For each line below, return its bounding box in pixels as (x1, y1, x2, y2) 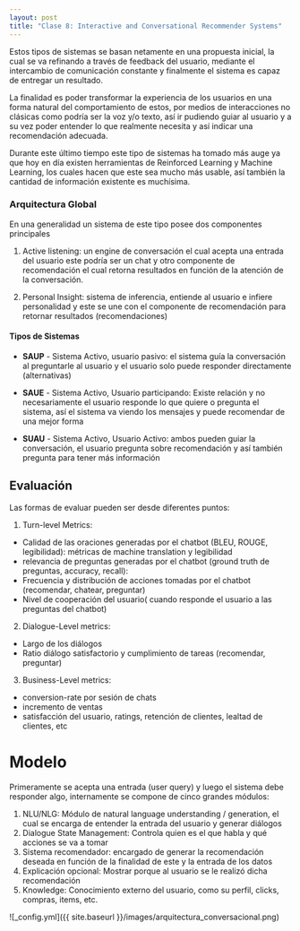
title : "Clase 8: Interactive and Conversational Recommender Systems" (9, 22, 282, 30)
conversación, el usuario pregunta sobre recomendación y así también (21, 443, 284, 453)
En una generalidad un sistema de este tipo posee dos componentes (9, 219, 262, 229)
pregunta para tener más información (21, 453, 160, 462)
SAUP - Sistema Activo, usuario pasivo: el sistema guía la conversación (21, 351, 287, 361)
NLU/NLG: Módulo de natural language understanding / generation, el (21, 808, 279, 819)
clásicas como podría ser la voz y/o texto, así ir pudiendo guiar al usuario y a (9, 111, 292, 122)
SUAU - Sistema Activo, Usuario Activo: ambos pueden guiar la (21, 434, 256, 444)
